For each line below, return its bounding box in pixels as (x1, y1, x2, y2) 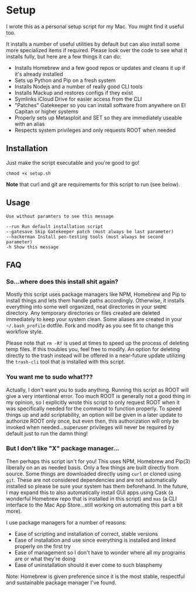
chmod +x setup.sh (6, 171, 51, 176)
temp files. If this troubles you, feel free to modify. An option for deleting (6, 346, 180, 353)
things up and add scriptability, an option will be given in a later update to (6, 411, 183, 418)
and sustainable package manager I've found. (6, 579, 116, 586)
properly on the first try (14, 543, 71, 550)
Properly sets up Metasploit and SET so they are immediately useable (14, 114, 183, 121)
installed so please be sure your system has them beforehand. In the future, (6, 482, 188, 489)
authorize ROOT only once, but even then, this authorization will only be (6, 417, 180, 424)
